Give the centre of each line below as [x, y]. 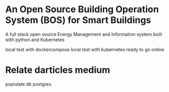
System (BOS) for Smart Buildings [78, 20]
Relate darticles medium [58, 70]
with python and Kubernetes [35, 40]
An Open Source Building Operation [82, 9]
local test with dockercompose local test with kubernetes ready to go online [85, 49]
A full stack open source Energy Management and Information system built [84, 34]
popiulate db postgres [29, 84]
